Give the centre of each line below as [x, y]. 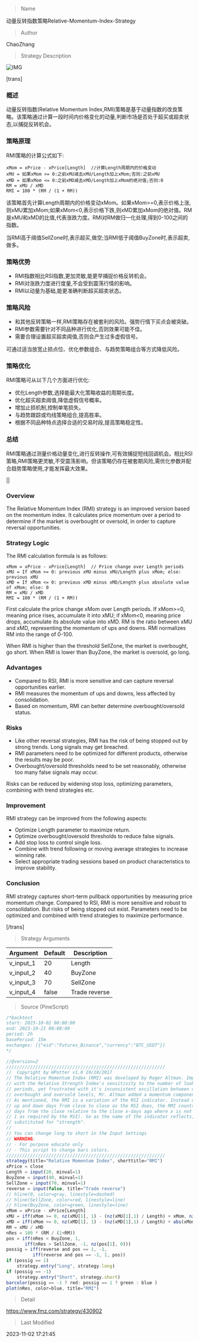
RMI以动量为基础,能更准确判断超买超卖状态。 [70, 290]
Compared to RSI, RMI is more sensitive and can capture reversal [94, 681]
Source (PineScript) [45, 1006]
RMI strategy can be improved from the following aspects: [77, 819]
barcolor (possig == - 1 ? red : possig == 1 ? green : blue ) [82, 1283]
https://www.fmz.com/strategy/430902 [54, 1311]
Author [29, 33]
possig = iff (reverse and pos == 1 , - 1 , [57, 1249]
